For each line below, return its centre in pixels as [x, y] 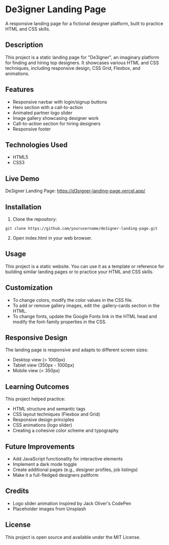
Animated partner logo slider [42, 113]
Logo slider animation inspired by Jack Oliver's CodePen [72, 503]
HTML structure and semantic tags [49, 409]
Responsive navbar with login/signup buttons [60, 102]
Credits [17, 491]
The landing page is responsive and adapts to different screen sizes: [77, 350]
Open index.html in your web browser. [52, 238]
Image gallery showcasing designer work [56, 118]
